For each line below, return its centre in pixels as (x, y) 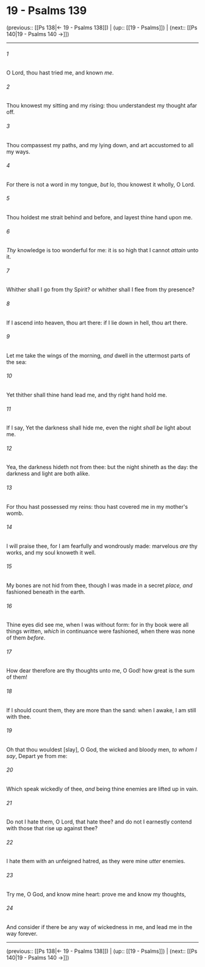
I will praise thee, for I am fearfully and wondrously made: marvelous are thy (102, 546)
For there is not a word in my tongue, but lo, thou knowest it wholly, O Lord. (101, 184)
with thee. (19, 717)
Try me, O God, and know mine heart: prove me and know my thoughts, (96, 894)
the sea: (16, 362)
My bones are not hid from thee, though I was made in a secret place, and (99, 585)
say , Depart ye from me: (37, 756)
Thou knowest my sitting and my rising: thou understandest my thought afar (102, 106)
